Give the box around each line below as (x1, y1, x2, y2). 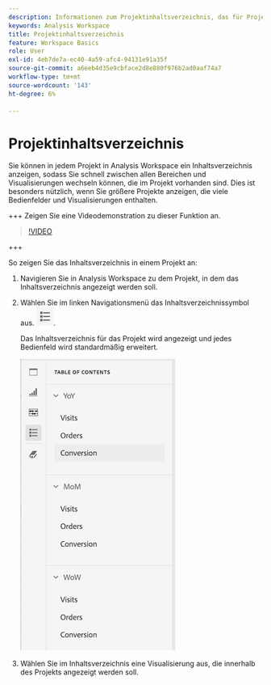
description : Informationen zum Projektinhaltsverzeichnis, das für (8, 13, 244, 21)
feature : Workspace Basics (8, 39, 99, 47)
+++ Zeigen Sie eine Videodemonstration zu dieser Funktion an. (8, 211, 221, 221)
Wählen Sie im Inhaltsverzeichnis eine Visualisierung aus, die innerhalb (19, 659, 256, 669)
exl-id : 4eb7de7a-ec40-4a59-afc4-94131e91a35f (8, 56, 168, 64)
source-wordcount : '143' (8, 81, 92, 89)
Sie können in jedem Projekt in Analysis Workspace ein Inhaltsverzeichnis (8, 161, 252, 171)
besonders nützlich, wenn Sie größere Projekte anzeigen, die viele (8, 187, 228, 197)
